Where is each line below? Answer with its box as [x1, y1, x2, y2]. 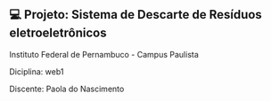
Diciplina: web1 [9, 66, 64, 77]
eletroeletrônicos [9, 26, 107, 41]
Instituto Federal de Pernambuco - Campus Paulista [9, 49, 199, 59]
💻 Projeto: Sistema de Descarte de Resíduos [9, 7, 263, 22]
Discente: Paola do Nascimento [9, 83, 125, 94]
